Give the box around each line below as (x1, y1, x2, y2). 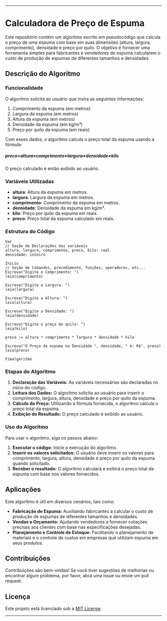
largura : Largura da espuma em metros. (12, 194, 94, 200)
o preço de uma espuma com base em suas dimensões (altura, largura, (5, 39, 151, 45)
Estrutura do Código (5, 228, 55, 235)
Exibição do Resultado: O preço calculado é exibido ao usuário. (12, 411, 144, 417)
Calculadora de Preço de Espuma (5, 18, 145, 29)
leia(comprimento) (5, 274, 43, 279)
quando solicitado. (12, 460, 51, 466)
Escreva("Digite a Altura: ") (5, 296, 68, 301)
